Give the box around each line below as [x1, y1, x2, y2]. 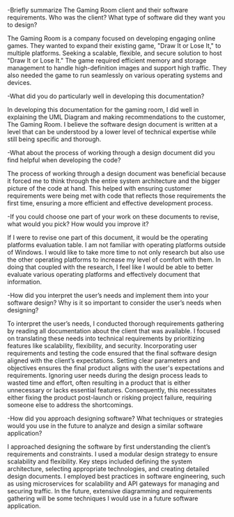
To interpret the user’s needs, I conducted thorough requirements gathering [7, 319, 224, 328]
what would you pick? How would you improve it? [7, 220, 149, 228]
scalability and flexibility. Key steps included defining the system [7, 457, 193, 466]
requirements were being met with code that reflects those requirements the [7, 191, 226, 200]
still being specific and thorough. [7, 135, 102, 143]
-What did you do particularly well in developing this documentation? [7, 92, 205, 100]
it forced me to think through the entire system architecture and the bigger [7, 177, 221, 185]
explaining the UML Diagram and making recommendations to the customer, [7, 113, 226, 121]
